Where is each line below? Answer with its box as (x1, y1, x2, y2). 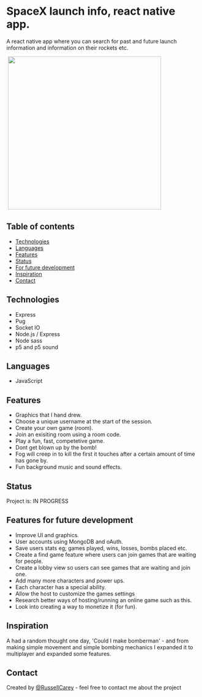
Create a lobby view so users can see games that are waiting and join (15, 563, 191, 571)
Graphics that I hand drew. (15, 412, 82, 419)
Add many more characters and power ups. (15, 577, 125, 584)
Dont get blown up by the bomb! (15, 444, 97, 451)
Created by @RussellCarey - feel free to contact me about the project (6, 684, 182, 691)
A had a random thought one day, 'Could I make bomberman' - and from (6, 637, 189, 644)
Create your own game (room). (15, 424, 94, 432)
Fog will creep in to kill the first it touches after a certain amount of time (15, 450, 195, 458)
